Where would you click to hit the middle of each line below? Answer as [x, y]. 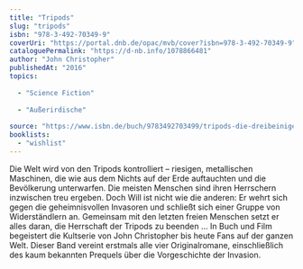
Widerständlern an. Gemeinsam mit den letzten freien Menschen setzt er [144, 216]
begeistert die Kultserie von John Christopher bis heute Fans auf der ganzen [151, 236]
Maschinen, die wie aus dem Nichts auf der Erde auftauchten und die [138, 178]
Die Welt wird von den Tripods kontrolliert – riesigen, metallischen [131, 168]
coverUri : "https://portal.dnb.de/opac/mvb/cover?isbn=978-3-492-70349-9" [153, 43]
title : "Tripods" [42, 18]
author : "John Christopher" [62, 59]
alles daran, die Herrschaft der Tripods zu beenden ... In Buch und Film [141, 226]
